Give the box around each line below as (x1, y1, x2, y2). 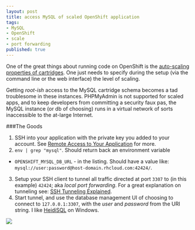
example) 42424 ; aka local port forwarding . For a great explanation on (14, 181, 181, 188)
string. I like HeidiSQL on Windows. (14, 206, 99, 214)
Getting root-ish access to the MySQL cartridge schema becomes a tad (6, 86, 178, 94)
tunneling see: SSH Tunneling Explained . (14, 188, 112, 195)
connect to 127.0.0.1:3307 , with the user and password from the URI (14, 200, 180, 207)
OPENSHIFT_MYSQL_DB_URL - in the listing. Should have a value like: (14, 157, 169, 164)
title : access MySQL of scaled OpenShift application (6, 14, 140, 20)
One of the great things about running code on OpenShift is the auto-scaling (6, 63, 190, 70)
